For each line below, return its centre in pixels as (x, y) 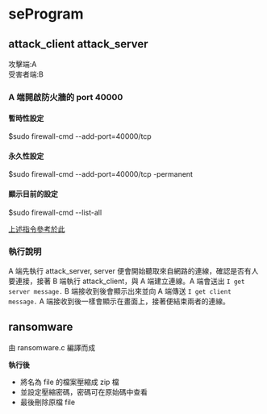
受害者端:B (26, 74)
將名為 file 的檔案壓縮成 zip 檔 (69, 382)
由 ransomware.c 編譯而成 (52, 347)
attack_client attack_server (78, 44)
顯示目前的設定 (33, 194)
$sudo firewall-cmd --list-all (55, 212)
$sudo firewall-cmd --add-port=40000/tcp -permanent (101, 174)
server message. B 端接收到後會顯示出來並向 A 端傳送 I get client (120, 291)
